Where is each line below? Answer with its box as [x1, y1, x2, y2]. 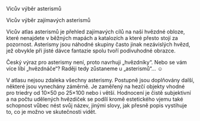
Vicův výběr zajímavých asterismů [6, 17, 91, 23]
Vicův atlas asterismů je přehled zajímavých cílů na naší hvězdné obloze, [6, 28, 185, 35]
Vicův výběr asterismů [6, 5, 61, 12]
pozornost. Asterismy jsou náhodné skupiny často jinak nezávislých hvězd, [6, 41, 190, 48]
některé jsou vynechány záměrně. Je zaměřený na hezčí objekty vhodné [6, 83, 185, 90]
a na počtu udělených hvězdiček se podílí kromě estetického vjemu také [6, 95, 183, 103]
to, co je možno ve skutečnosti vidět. [6, 108, 97, 115]
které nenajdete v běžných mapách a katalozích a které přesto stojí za [6, 35, 178, 41]
